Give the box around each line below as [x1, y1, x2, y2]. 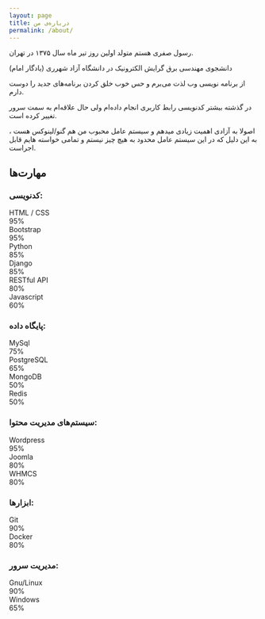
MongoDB [9, 372, 42, 381]
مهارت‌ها [9, 166, 47, 179]
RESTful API [9, 275, 48, 285]
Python [9, 242, 33, 251]
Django [9, 258, 33, 268]
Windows [9, 595, 40, 605]
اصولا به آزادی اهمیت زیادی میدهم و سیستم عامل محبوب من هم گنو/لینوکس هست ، [9, 126, 255, 136]
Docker [9, 532, 33, 541]
